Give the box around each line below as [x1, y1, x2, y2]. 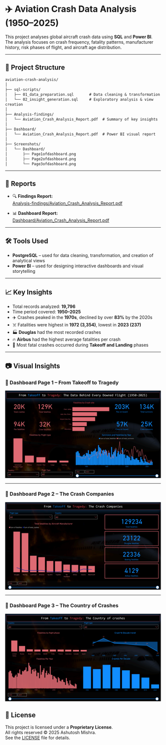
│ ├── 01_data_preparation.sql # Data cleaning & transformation [5, 92, 161, 97]
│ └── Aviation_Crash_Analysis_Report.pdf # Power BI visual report [5, 131, 156, 136]
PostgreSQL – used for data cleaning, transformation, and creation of [12, 252, 154, 258]
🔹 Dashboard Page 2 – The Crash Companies [5, 491, 115, 497]
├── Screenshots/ [5, 141, 41, 146]
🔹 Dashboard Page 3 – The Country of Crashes [5, 602, 119, 609]
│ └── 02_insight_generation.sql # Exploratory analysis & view [5, 97, 154, 102]
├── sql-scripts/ [5, 87, 41, 92]
